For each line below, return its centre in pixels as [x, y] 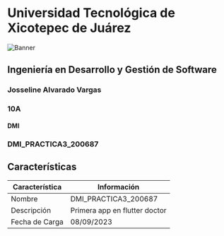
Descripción [31, 210]
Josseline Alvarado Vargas [54, 90]
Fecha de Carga [37, 222]
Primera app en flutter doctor [118, 210]
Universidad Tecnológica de [91, 13]
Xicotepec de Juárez [69, 28]
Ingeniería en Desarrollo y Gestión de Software [112, 70]
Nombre [24, 199]
